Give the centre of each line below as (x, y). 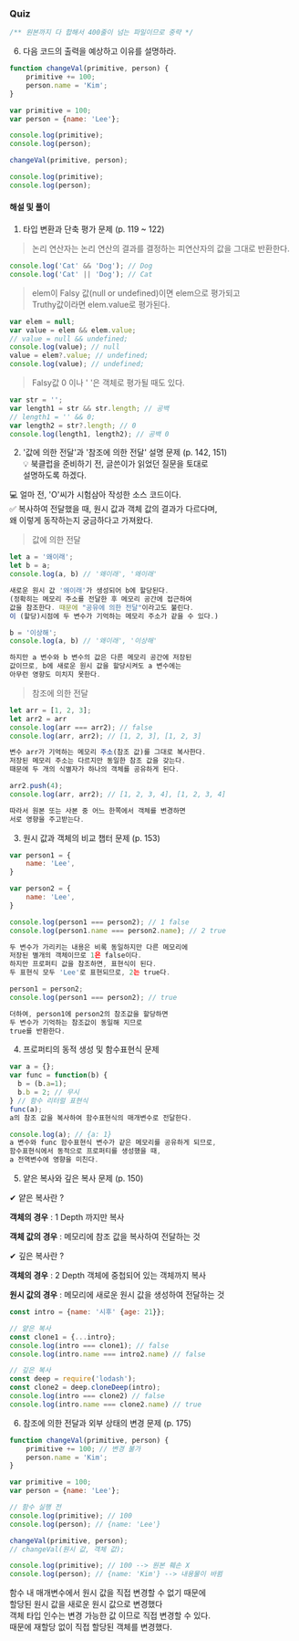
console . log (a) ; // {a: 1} (61, 1134)
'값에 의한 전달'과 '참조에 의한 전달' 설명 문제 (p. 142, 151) (125, 452)
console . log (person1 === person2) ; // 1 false (99, 922)
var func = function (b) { (58, 1076)
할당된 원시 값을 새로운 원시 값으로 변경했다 (86, 1604)
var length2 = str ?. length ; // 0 (73, 426)
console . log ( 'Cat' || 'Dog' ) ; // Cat (81, 274)
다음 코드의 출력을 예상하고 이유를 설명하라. (99, 51)
